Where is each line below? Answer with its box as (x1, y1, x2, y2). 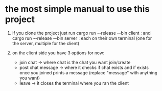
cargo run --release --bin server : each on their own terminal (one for (12, 35, 152, 41)
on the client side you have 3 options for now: (12, 50, 105, 56)
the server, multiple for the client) (12, 40, 80, 46)
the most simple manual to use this (5, 3, 150, 15)
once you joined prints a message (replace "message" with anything (19, 69, 158, 75)
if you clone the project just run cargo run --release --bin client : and (12, 30, 151, 36)
